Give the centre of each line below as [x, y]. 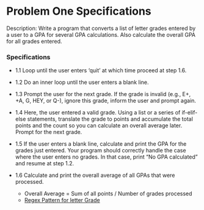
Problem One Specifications [79, 11]
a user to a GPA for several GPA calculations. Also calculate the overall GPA [101, 34]
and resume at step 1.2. [45, 163]
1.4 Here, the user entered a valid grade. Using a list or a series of [98, 113]
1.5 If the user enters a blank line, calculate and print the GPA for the [101, 144]
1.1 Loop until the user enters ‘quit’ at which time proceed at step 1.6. [101, 70]
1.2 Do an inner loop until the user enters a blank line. [82, 82]
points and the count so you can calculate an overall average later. [99, 126]
